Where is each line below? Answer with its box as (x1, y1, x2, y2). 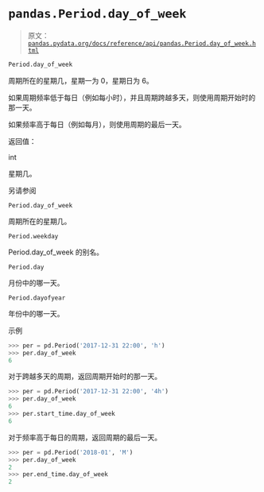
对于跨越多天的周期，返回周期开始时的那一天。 (8, 372, 161, 382)
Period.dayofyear (8, 293, 66, 302)
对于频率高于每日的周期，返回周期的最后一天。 (8, 432, 161, 442)
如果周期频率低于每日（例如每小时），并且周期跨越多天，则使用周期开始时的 (8, 92, 256, 102)
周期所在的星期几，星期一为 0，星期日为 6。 (8, 76, 153, 85)
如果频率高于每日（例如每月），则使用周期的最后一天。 (8, 119, 186, 129)
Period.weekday (8, 232, 59, 240)
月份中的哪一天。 (8, 277, 64, 288)
